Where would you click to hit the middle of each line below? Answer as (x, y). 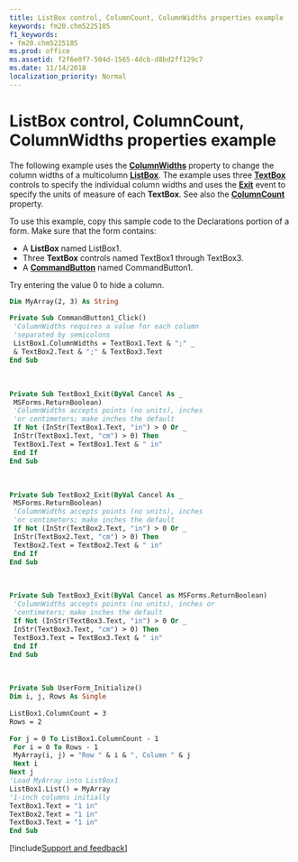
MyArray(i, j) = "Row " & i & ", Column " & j (102, 755)
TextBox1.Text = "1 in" (54, 806)
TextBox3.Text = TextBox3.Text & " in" (88, 637)
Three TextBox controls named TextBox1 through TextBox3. (133, 257)
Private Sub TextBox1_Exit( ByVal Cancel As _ (96, 394)
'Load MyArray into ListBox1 (64, 781)
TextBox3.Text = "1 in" (54, 822)
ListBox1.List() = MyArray (60, 789)
